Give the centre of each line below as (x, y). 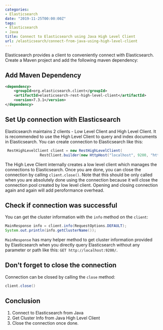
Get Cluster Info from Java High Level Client (56, 318)
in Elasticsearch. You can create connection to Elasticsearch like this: (74, 142)
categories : (17, 9)
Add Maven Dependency (43, 75)
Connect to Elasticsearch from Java (48, 313)
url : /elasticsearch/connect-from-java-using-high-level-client (71, 41)
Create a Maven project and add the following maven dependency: (72, 60)
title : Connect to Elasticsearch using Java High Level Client (70, 37)
